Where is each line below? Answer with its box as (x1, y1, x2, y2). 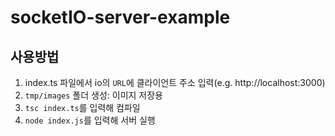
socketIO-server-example (10, 6, 231, 29)
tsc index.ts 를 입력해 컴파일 (24, 102, 141, 113)
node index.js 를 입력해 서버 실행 (24, 114, 156, 126)
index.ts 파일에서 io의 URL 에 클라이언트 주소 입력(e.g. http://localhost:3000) (24, 77, 326, 88)
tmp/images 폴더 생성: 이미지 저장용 (24, 89, 163, 101)
